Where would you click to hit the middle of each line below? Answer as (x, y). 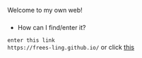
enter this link (31, 40)
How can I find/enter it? (52, 27)
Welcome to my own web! (45, 10)
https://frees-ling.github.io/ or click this (71, 47)
